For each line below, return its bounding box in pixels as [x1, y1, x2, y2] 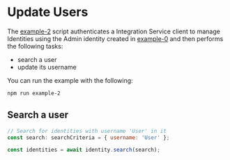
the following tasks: [7, 42, 63, 50]
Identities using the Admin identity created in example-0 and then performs [7, 34, 224, 42]
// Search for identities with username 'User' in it [7, 127, 167, 134]
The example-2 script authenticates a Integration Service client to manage [7, 27, 221, 35]
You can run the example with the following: [7, 76, 134, 84]
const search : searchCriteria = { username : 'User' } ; [7, 134, 170, 141]
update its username [17, 63, 77, 71]
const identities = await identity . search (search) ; [7, 147, 160, 154]
